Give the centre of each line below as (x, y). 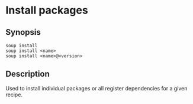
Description (28, 74)
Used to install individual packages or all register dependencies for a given (96, 88)
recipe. (14, 95)
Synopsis (23, 32)
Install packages (47, 10)
